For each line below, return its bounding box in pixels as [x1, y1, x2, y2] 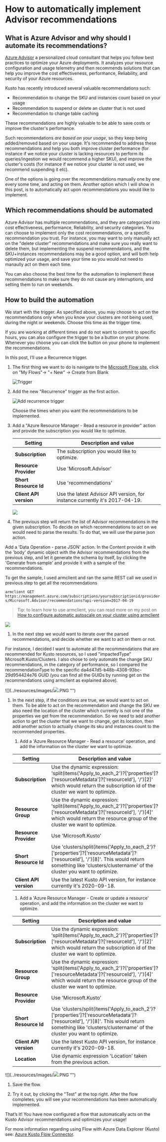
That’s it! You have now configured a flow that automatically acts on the [5, 1111, 151, 1117]
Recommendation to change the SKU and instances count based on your [12, 95, 161, 100]
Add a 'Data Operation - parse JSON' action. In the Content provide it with [5, 544, 156, 550]
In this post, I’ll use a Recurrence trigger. [5, 354, 87, 360]
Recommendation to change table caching [12, 110, 99, 116]
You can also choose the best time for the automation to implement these [5, 271, 155, 277]
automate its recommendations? [5, 41, 107, 50]
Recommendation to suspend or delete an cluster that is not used [12, 105, 146, 111]
